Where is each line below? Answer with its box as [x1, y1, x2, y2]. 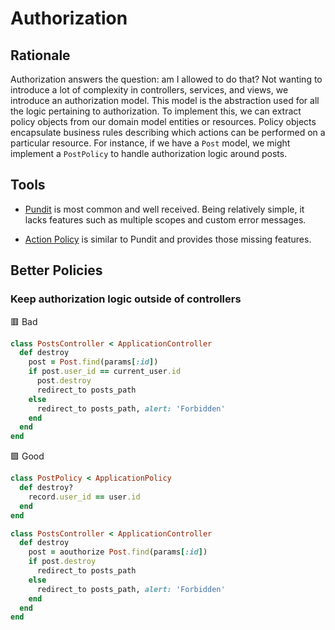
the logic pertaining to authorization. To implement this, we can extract [10, 105, 302, 117]
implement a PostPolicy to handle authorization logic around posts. [10, 148, 288, 159]
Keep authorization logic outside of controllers [10, 292, 242, 306]
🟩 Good [10, 450, 45, 462]
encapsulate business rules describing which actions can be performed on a [10, 127, 326, 138]
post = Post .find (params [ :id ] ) [28, 357, 159, 367]
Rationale [10, 47, 71, 64]
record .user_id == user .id [28, 492, 141, 502]
